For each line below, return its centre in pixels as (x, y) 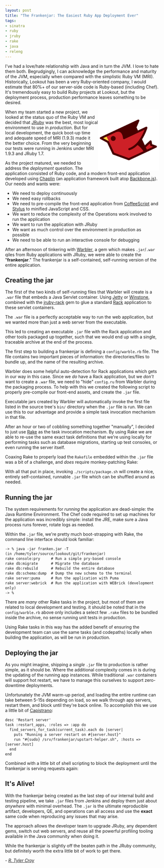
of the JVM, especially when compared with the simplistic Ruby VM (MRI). (80, 76)
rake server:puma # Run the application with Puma (62, 578)
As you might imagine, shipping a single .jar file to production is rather (77, 665)
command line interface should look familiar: (50, 540)
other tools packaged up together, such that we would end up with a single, (81, 337)
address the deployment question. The (44, 168)
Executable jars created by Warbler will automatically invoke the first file (77, 402)
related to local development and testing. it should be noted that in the (76, 607)
